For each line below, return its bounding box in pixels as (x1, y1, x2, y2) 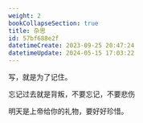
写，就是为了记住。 (8, 72, 72, 81)
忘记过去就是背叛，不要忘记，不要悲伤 (8, 89, 135, 99)
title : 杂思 (8, 27, 46, 35)
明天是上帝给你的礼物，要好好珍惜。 (8, 106, 129, 116)
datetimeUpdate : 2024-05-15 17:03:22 (8, 49, 135, 57)
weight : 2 (8, 11, 42, 20)
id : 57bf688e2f (8, 34, 59, 43)
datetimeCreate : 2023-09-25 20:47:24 (8, 42, 135, 50)
